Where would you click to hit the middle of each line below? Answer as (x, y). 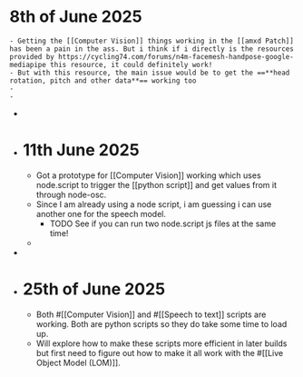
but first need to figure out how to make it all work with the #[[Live (160, 352)
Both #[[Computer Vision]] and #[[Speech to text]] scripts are (151, 314)
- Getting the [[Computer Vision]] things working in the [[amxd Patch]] (152, 41)
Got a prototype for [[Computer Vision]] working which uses (148, 175)
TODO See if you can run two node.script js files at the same (163, 223)
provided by (32, 56)
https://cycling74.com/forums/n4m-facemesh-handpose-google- (176, 56)
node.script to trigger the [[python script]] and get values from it (156, 184)
